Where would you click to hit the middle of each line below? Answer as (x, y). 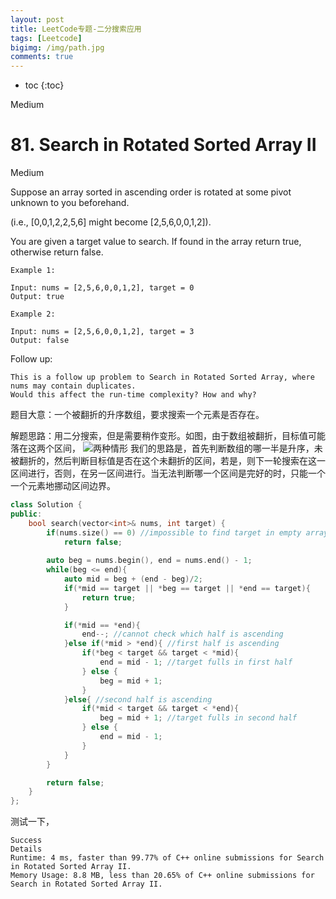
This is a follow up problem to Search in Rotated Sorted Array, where (162, 377)
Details (26, 849)
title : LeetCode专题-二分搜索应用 (76, 29)
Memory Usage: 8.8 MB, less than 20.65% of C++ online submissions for (162, 876)
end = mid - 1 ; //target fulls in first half (196, 662)
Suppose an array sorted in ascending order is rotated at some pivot (151, 192)
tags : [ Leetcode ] (46, 38)
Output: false (40, 341)
